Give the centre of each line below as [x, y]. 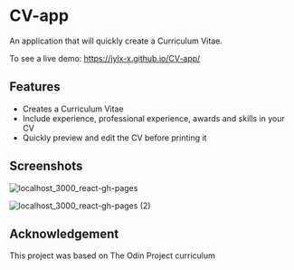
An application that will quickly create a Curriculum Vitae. [116, 41]
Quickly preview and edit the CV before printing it [114, 138]
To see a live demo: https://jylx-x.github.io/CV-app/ [105, 58]
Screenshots [46, 166]
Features [35, 87]
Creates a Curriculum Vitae [73, 109]
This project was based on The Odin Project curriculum [112, 256]
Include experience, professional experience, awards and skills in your [153, 118]
